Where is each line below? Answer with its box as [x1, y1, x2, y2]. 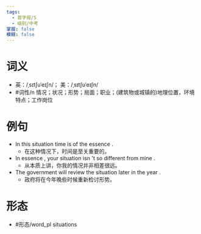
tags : [6, 9, 20, 15]
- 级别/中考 [12, 20, 38, 26]
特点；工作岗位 [15, 96, 53, 104]
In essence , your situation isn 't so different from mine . [15, 155, 155, 161]
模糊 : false [6, 32, 35, 38]
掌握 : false [6, 26, 35, 32]
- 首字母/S [12, 15, 37, 21]
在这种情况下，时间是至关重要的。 [24, 147, 110, 155]
